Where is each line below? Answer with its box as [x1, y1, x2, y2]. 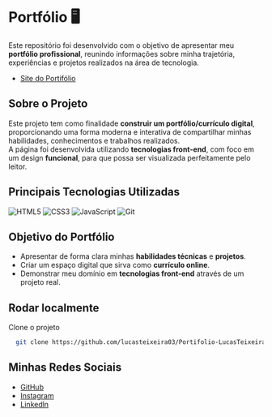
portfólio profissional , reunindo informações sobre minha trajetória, [8, 49, 236, 58]
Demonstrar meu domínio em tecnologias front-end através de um [19, 269, 244, 278]
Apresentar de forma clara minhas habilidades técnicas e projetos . [19, 251, 247, 261]
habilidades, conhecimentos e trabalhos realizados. [8, 135, 181, 145]
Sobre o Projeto [8, 97, 88, 111]
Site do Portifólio [19, 73, 76, 83]
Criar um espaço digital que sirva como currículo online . [19, 260, 210, 270]
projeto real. [19, 277, 61, 287]
